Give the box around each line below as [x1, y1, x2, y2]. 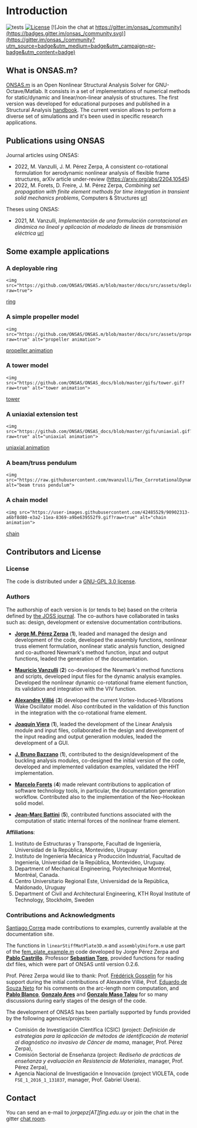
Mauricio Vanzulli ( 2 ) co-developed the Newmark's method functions [14, 666, 184, 673]
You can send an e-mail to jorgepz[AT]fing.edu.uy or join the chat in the [6, 1109, 179, 1116]
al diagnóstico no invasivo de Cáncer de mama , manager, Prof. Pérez [14, 1039, 183, 1046]
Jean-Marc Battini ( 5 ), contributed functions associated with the [14, 811, 172, 818]
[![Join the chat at [51, 24, 94, 31]
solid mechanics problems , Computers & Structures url [14, 194, 148, 201]
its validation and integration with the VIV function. [14, 685, 137, 692]
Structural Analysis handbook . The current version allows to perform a [6, 106, 176, 113]
